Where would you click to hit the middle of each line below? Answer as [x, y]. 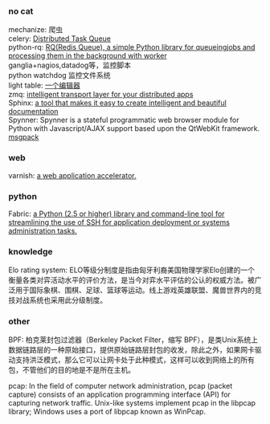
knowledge [31, 251]
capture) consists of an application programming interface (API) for [120, 394]
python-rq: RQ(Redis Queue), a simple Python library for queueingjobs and [132, 47]
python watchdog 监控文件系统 [59, 75]
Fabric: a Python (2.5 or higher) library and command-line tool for [117, 214]
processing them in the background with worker [88, 56]
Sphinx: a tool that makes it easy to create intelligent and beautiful [117, 103]
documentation [33, 112]
